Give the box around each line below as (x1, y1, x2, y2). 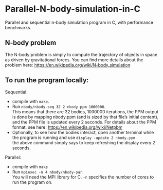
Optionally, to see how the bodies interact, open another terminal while (12, 129, 154, 135)
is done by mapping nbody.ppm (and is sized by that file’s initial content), (12, 114, 159, 120)
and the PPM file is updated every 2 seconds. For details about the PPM (12, 119, 157, 125)
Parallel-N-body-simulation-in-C (5, 3, 141, 15)
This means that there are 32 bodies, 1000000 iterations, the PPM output (12, 108, 159, 115)
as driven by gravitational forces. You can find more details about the (5, 57, 144, 63)
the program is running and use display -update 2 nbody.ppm (12, 135, 135, 140)
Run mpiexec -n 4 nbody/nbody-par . (12, 169, 84, 174)
